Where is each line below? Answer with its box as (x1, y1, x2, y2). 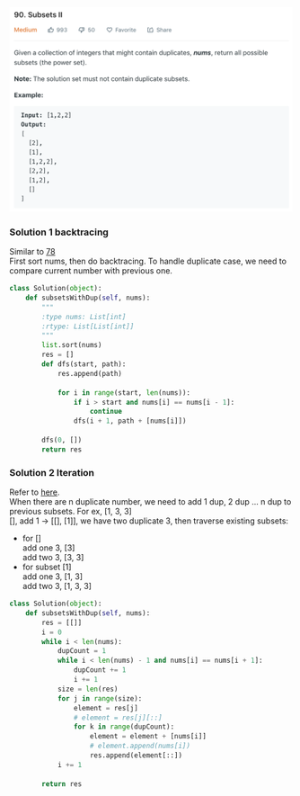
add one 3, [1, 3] (22, 571, 84, 582)
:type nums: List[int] (41, 312, 127, 321)
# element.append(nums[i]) (89, 741, 191, 751)
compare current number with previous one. (9, 265, 173, 276)
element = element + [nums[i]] (89, 732, 207, 741)
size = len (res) (57, 684, 119, 693)
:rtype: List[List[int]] (41, 322, 135, 331)
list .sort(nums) (41, 341, 102, 350)
